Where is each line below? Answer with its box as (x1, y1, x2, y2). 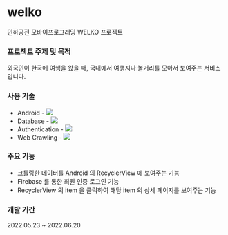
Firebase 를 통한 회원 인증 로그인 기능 (17, 177, 120, 185)
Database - (17, 117, 50, 125)
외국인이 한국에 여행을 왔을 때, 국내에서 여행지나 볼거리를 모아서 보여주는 (7, 64, 202, 73)
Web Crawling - (17, 133, 62, 142)
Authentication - (17, 125, 64, 133)
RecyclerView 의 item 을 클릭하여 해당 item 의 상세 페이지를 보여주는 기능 (17, 186, 216, 194)
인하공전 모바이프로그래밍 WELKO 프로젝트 (7, 28, 123, 36)
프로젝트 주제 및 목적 (7, 46, 71, 56)
